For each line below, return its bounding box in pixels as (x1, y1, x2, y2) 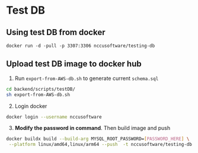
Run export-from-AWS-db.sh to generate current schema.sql (14, 75, 159, 82)
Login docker (14, 102, 47, 110)
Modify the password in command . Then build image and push (14, 125, 171, 132)
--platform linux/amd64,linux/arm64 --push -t (8, 142, 129, 148)
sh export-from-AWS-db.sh (6, 91, 70, 98)
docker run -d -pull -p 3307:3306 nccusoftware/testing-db (6, 43, 155, 49)
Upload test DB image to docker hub (6, 59, 142, 69)
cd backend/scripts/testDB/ (6, 86, 76, 92)
